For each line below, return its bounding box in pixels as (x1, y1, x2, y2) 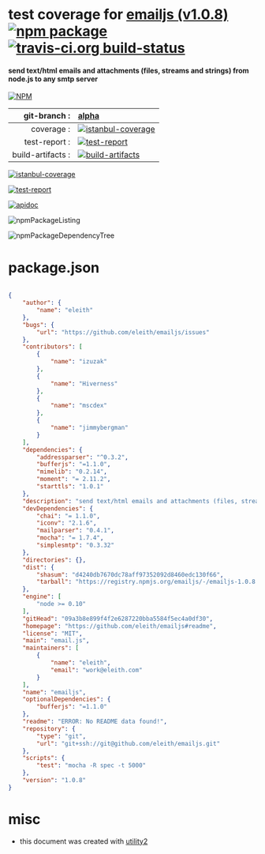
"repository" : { (22, 724, 77, 732)
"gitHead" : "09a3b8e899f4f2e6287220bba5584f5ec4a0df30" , (22, 615, 214, 623)
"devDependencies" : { (22, 504, 93, 513)
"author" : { (22, 299, 62, 307)
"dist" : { (22, 563, 55, 571)
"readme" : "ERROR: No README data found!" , (22, 717, 168, 726)
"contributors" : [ (22, 343, 83, 351)
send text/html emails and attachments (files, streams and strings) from (8, 66, 250, 75)
